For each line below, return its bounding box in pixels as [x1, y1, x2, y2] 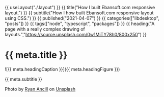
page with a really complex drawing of [5, 26, 85, 32]
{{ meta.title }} [5, 50, 68, 61]
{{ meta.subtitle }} [5, 76, 43, 82]
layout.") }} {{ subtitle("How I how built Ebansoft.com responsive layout [5, 10, 154, 16]
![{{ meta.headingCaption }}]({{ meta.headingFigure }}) [5, 66, 120, 72]
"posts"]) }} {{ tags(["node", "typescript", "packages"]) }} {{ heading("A [5, 20, 155, 27]
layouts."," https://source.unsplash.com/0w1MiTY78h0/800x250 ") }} [5, 32, 147, 37]
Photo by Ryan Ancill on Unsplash [5, 86, 76, 92]
